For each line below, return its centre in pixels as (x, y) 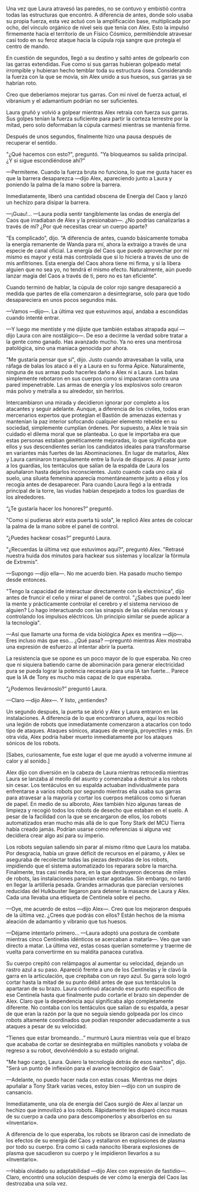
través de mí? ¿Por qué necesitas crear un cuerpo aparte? (77, 227)
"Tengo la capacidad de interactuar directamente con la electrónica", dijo (95, 591)
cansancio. (20, 1092)
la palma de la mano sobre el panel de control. (62, 526)
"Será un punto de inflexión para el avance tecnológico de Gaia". (85, 1068)
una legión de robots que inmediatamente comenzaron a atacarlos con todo (99, 724)
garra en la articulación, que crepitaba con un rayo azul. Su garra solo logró (98, 976)
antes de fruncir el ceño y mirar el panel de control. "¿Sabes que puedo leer (99, 597)
